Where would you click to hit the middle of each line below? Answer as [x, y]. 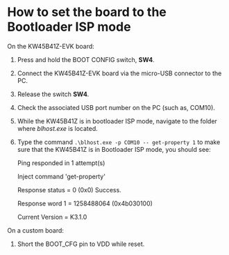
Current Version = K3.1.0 [52, 217]
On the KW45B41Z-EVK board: [51, 46]
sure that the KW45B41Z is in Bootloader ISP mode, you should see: [114, 149]
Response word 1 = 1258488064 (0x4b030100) [85, 203]
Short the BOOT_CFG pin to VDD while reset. [81, 244]
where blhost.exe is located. [58, 128]
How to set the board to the [87, 12]
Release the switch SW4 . [53, 94]
